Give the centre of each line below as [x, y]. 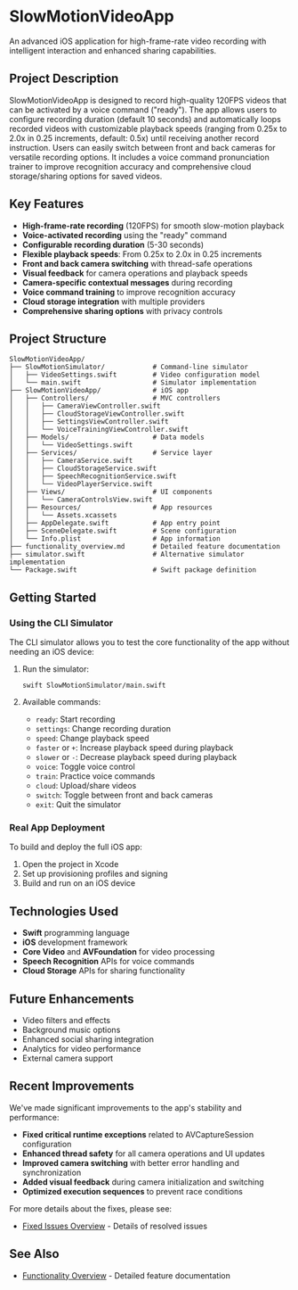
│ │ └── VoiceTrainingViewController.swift [99, 430]
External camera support [68, 1058]
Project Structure [58, 339]
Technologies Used [64, 911]
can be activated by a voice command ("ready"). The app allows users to [143, 110]
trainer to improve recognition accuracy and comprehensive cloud [130, 166]
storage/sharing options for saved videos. [86, 176]
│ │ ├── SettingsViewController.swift [89, 422]
